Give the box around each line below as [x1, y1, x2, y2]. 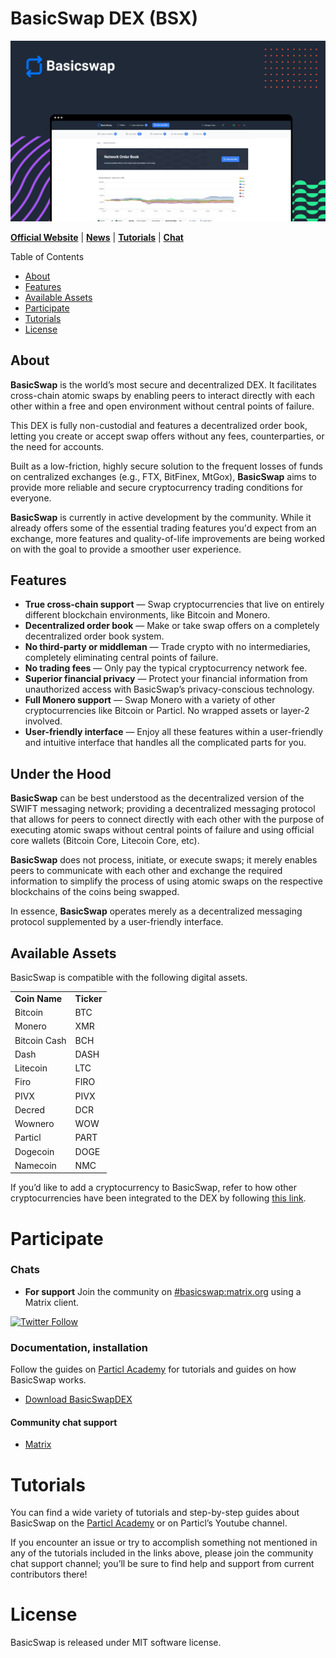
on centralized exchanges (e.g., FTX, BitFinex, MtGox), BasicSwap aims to [10, 470, 318, 482]
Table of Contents [10, 250, 85, 262]
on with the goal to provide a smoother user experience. [10, 543, 242, 555]
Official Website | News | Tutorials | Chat [10, 231, 184, 243]
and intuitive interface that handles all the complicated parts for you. [24, 737, 307, 749]
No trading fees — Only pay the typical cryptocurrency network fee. [24, 662, 308, 674]
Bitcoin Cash [14, 1034, 67, 1046]
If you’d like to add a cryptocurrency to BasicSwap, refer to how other [10, 1182, 297, 1194]
